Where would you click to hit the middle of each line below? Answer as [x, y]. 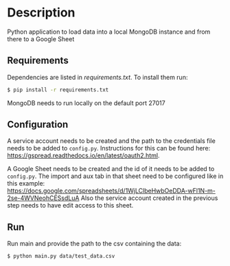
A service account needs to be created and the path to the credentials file [112, 141]
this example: [26, 184]
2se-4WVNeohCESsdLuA [43, 198]
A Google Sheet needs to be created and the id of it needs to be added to [111, 169]
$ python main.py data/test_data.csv [61, 256]
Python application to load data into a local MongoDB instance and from [109, 32]
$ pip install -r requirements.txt [58, 90]
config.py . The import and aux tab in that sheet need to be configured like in [115, 176]
